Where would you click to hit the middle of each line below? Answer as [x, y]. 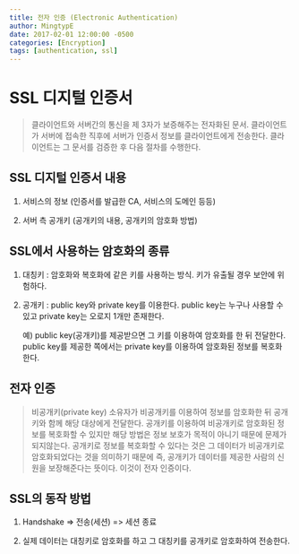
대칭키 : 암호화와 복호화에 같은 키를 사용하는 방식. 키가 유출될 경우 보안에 [149, 274]
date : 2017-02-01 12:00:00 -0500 [72, 34]
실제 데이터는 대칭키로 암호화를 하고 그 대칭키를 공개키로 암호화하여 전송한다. [156, 541]
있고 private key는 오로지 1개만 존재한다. [93, 316]
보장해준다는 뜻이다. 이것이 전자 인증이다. [120, 468]
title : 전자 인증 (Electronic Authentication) [94, 17]
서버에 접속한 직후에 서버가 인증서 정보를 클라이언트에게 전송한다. [154, 136]
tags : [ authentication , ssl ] [64, 51]
